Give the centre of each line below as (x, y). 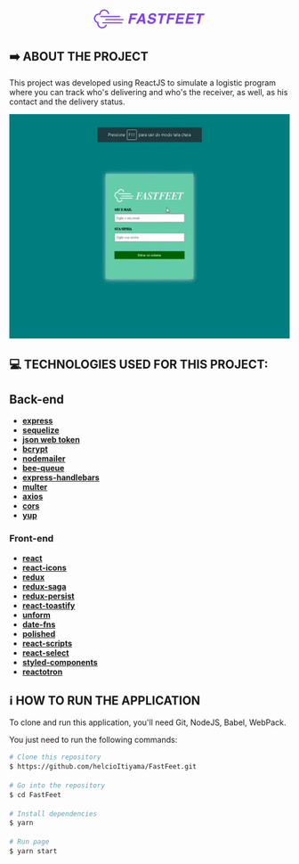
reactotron (42, 672)
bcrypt (35, 449)
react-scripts (47, 643)
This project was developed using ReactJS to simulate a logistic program (143, 82)
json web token (51, 440)
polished (39, 633)
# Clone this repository (55, 757)
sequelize (40, 430)
